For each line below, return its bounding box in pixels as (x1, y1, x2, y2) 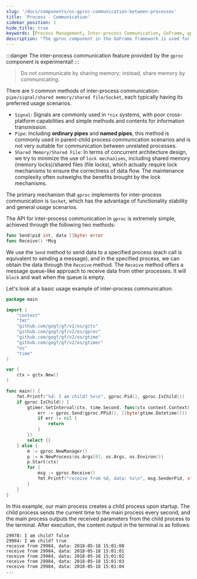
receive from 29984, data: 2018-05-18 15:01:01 (6, 548, 125, 554)
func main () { (6, 388, 41, 394)
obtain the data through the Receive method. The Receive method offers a (6, 261, 184, 268)
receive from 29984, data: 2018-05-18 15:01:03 (6, 558, 125, 564)
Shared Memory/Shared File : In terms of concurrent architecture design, (14, 149, 188, 156)
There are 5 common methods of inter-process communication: (6, 87, 159, 94)
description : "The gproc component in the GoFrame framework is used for (6, 36, 191, 42)
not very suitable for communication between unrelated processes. (14, 142, 177, 149)
